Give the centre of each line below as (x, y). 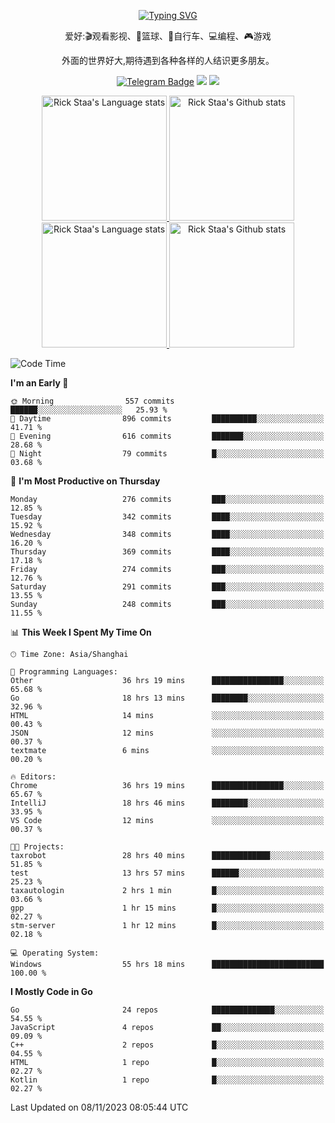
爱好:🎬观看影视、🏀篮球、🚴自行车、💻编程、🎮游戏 (168, 36)
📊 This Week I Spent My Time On (81, 632)
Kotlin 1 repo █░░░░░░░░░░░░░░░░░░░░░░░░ (167, 1080)
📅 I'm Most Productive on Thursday (85, 481)
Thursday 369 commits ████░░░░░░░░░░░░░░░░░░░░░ (167, 552)
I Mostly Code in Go (51, 991)
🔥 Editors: (33, 777)
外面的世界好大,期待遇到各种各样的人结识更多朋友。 (168, 60)
